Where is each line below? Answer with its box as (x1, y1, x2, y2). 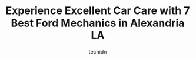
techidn (88, 48, 107, 55)
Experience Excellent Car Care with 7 (5, 4, 190, 17)
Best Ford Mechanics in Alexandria (11, 16, 185, 30)
